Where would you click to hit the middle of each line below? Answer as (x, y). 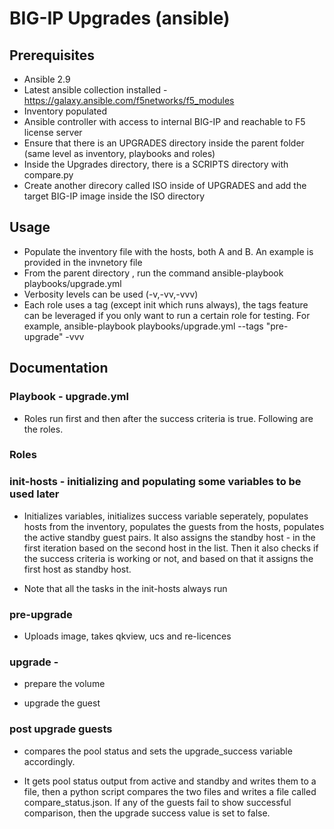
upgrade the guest (62, 703)
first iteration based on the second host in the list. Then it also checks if (171, 548)
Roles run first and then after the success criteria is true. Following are (168, 418)
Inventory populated (65, 111)
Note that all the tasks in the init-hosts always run (125, 588)
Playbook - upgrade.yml (69, 397)
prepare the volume (64, 684)
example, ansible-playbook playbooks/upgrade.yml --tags (143, 326)
